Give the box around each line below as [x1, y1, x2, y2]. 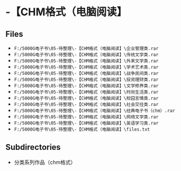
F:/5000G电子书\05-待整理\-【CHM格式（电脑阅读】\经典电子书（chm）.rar [13, 108, 176, 114]
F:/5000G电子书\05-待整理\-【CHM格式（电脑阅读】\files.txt [13, 126, 150, 132]
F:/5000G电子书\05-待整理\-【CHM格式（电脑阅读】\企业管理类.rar [13, 46, 159, 52]
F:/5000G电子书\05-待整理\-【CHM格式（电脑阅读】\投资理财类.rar [13, 77, 159, 83]
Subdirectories [5, 142, 61, 152]
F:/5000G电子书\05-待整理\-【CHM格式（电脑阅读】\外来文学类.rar [13, 58, 159, 64]
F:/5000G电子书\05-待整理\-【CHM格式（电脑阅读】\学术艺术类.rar [13, 64, 159, 70]
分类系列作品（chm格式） [13, 159, 76, 166]
